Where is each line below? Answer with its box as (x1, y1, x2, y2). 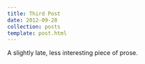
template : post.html (7, 29, 68, 37)
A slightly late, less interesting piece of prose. (7, 49, 138, 57)
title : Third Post (7, 10, 61, 17)
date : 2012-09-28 (7, 17, 58, 24)
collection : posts (7, 23, 61, 30)
